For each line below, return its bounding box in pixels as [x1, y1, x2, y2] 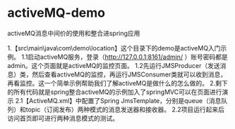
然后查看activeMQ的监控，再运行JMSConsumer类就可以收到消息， [31, 70, 227, 79]
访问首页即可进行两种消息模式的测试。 [7, 114, 119, 122]
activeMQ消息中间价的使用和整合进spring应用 [7, 29, 140, 37]
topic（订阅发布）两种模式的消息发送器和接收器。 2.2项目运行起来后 [25, 105, 224, 114]
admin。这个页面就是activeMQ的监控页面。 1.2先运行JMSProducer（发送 [7, 61, 220, 69]
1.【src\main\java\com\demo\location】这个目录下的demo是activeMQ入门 [7, 43, 221, 52]
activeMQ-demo [7, 5, 106, 21]
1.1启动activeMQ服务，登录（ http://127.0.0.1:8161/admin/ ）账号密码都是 [20, 53, 228, 61]
